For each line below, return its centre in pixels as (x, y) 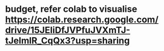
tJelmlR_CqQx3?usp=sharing (67, 41)
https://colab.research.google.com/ (82, 20)
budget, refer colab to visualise (71, 9)
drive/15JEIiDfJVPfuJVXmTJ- (68, 30)
